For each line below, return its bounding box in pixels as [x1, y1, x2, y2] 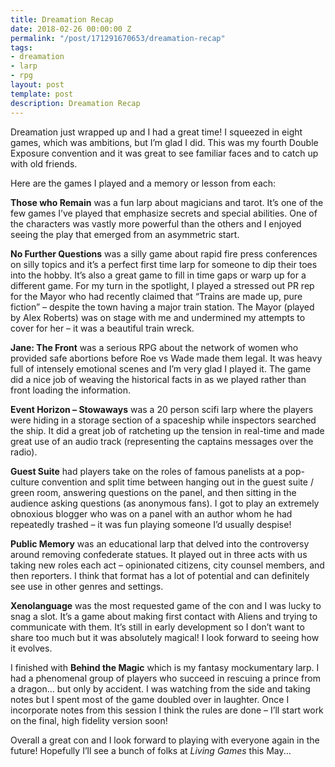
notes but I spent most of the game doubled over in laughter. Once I [10, 693, 290, 705]
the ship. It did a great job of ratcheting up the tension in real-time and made [10, 424, 325, 436]
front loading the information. [10, 384, 132, 396]
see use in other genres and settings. [10, 580, 164, 592]
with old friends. [10, 157, 78, 170]
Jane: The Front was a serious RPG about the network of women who [10, 341, 299, 353]
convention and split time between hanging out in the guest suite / [41, 476, 314, 488]
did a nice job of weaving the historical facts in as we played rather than [10, 373, 307, 385]
